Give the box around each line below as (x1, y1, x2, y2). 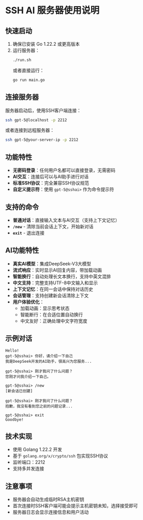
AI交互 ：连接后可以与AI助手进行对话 (12, 174, 89, 180)
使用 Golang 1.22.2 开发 (12, 446, 62, 453)
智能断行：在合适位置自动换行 (20, 311, 83, 317)
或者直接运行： (12, 67, 44, 73)
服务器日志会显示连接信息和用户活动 (12, 509, 89, 515)
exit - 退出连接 (12, 229, 45, 236)
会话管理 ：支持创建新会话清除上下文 (12, 292, 89, 298)
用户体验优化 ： (12, 299, 44, 305)
